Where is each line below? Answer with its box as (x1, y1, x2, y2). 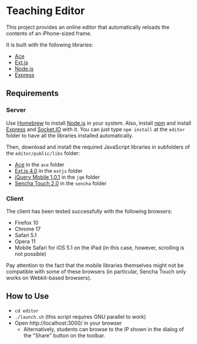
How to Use (6, 291, 49, 301)
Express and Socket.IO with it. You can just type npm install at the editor (6, 125, 185, 133)
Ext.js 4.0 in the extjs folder (14, 167, 83, 174)
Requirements (6, 88, 59, 98)
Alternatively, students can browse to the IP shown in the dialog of (23, 325, 184, 333)
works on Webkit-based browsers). (6, 274, 92, 281)
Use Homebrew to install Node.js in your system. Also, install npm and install (6, 119, 192, 126)
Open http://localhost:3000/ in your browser (14, 319, 122, 326)
